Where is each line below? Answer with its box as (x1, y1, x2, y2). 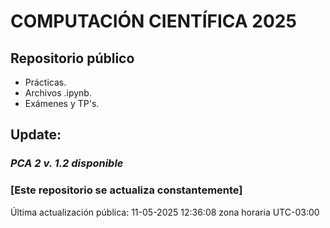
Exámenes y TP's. (24, 98, 100, 109)
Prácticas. (24, 76, 67, 88)
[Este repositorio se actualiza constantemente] (10, 183, 243, 197)
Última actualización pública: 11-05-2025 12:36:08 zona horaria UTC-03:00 (10, 206, 320, 218)
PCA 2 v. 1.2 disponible (10, 156, 124, 170)
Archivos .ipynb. (24, 87, 92, 99)
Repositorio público (10, 50, 135, 67)
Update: (10, 126, 62, 144)
